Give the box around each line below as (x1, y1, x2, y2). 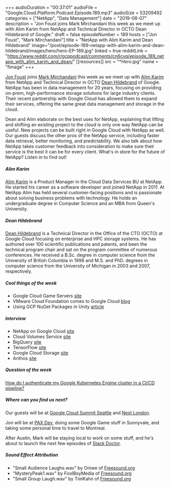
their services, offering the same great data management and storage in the (5, 101, 165, 107)
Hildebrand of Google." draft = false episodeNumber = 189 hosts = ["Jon (5, 32, 157, 37)
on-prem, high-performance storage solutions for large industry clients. (5, 90, 156, 96)
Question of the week (5, 367, 52, 373)
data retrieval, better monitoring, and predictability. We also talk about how (5, 138, 162, 144)
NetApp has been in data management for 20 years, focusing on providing (5, 85, 162, 91)
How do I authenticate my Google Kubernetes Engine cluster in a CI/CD (5, 379, 155, 386)
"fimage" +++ (5, 64, 35, 70)
